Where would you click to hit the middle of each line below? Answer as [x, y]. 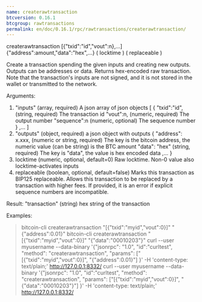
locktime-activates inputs [47, 166]
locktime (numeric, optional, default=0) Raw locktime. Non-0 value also [105, 160]
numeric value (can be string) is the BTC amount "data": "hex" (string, [103, 146]
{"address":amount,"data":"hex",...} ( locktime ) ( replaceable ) [84, 53]
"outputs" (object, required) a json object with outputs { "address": [99, 134]
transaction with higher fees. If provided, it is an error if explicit [94, 185]
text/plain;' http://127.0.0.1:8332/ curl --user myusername [93, 267]
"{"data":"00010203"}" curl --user [131, 240]
